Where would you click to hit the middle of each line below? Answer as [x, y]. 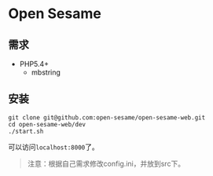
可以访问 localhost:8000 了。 [54, 147]
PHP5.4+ [34, 64]
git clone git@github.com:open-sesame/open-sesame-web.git [107, 117]
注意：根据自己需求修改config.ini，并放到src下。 [106, 163]
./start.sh [26, 131]
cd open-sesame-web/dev [47, 124]
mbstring [46, 72]
